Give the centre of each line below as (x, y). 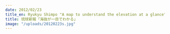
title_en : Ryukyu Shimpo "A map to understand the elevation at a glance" (86, 14)
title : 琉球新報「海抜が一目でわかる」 (41, 19)
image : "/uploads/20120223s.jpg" (40, 24)
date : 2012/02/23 (24, 10)
